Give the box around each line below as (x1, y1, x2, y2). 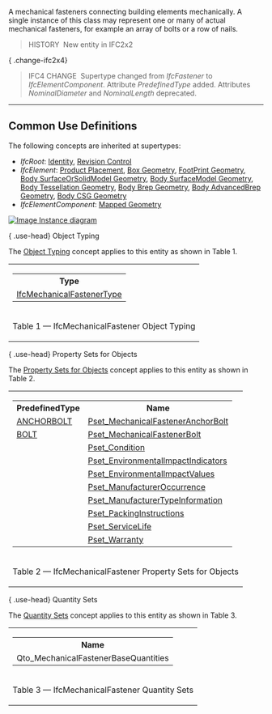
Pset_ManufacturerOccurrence (87, 481, 206, 492)
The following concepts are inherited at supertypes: (8, 141, 181, 151)
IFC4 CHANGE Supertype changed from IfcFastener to (28, 71, 213, 80)
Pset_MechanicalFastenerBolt (87, 428, 202, 440)
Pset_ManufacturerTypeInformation (87, 494, 223, 505)
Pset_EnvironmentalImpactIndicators (87, 455, 227, 466)
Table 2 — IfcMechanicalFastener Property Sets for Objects (12, 566, 239, 577)
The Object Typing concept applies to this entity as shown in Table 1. (8, 246, 238, 256)
